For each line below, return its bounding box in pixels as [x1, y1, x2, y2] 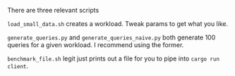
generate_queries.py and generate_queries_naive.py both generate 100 [7, 33, 216, 42]
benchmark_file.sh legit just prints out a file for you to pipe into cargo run [7, 54, 220, 63]
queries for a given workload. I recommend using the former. [7, 41, 184, 49]
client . [7, 62, 28, 70]
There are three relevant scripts [7, 6, 100, 14]
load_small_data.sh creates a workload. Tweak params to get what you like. [7, 20, 228, 27]
